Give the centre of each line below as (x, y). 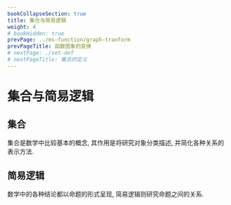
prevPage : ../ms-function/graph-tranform (69, 40)
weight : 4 (22, 27)
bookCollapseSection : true (47, 14)
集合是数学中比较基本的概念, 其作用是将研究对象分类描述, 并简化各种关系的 (115, 143)
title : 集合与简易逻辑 (37, 20)
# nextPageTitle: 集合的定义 (48, 60)
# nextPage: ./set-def (40, 53)
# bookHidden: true (36, 33)
